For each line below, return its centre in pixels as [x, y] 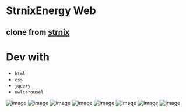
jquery [22, 86]
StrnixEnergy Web [51, 11]
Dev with [28, 57]
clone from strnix [38, 32]
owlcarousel [29, 92]
